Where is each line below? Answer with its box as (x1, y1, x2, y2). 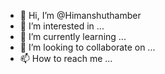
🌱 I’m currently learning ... (19, 31, 127, 42)
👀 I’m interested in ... (19, 20, 105, 32)
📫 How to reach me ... (19, 53, 113, 64)
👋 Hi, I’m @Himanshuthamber (19, 10, 142, 21)
